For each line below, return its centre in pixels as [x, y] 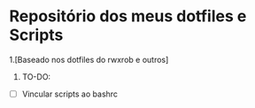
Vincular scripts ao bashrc [70, 94]
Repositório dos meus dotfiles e [128, 16]
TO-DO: [36, 76]
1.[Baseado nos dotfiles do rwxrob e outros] [89, 59]
